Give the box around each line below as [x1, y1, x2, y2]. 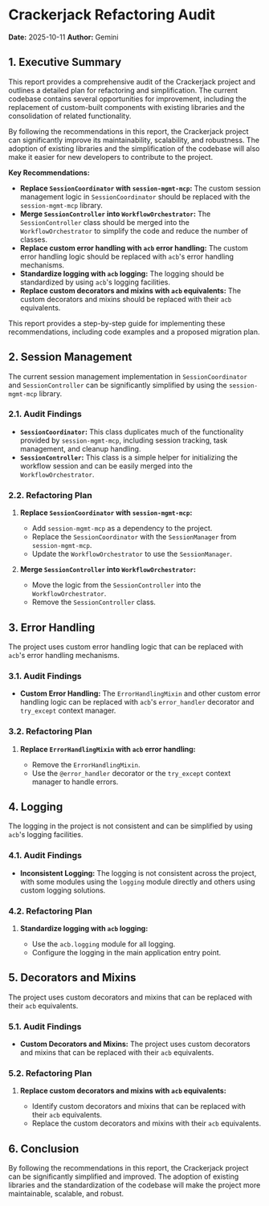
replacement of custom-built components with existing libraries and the [8, 102, 245, 112]
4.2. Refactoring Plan [8, 906, 92, 917]
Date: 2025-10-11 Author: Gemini [8, 32, 119, 42]
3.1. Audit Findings [8, 670, 82, 681]
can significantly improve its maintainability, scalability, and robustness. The [8, 135, 259, 145]
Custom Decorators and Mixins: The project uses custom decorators [19, 1039, 251, 1049]
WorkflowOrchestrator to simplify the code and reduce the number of [19, 226, 249, 235]
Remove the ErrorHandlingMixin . [31, 759, 141, 769]
